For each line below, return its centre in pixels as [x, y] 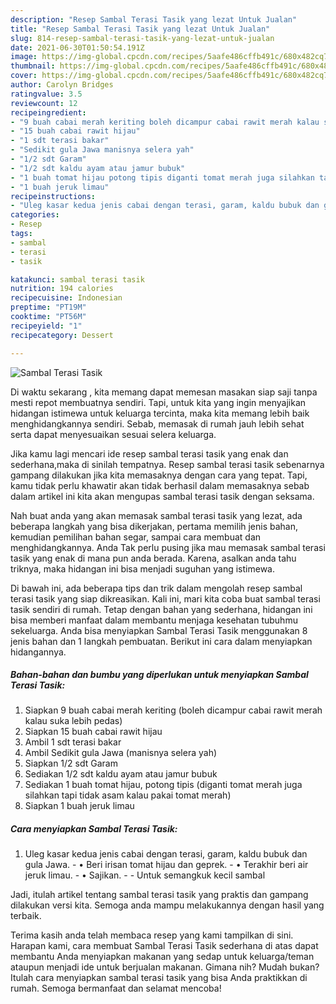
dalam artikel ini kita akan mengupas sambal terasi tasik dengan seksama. [162, 496]
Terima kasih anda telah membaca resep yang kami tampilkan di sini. [152, 935]
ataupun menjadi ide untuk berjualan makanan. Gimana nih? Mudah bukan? [165, 967]
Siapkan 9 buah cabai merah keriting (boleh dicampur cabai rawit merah [173, 710]
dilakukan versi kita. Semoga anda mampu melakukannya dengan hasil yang [167, 905]
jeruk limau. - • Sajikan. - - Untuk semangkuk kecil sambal [145, 875]
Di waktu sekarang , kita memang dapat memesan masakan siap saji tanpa [164, 392]
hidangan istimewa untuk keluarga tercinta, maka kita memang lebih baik [160, 413]
